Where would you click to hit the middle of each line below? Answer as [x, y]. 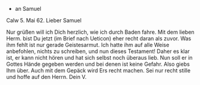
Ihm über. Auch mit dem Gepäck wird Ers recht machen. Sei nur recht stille [98, 71]
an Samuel [28, 9]
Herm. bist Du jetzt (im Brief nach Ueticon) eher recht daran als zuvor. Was [99, 38]
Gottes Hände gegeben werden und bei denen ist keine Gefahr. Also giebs [98, 64]
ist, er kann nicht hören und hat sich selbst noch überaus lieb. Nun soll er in [100, 58]
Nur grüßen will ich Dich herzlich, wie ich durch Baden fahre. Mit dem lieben [100, 32]
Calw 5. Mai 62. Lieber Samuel [44, 20]
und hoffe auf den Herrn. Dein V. [47, 77]
